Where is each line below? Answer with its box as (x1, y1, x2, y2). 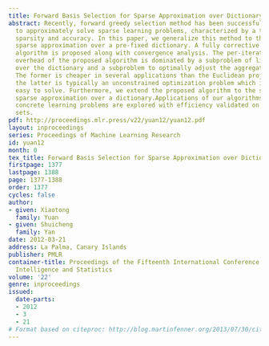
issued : (8, 288, 34, 296)
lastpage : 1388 (8, 169, 59, 177)
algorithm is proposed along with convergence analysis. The (15, 49, 224, 57)
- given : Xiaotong (8, 206, 70, 214)
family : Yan (15, 228, 56, 237)
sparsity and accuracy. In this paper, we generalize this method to (15, 34, 252, 43)
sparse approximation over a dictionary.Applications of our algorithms (15, 94, 263, 102)
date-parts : (15, 295, 56, 303)
